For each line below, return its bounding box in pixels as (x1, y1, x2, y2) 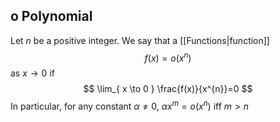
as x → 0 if (10, 67, 55, 79)
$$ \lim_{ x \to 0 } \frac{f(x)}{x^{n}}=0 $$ (83, 83, 253, 95)
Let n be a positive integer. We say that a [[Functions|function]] (10, 34, 270, 46)
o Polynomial (10, 8, 93, 25)
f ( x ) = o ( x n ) (144, 50, 192, 64)
